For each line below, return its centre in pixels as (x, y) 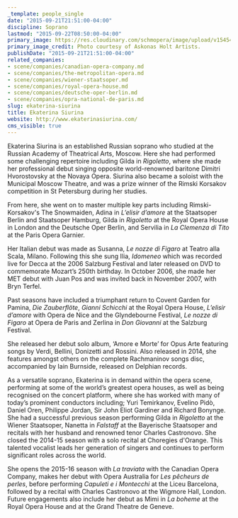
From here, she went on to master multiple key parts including (97, 205)
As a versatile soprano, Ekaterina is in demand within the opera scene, (110, 380)
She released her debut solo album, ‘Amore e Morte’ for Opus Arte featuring (118, 343)
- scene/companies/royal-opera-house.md (68, 86)
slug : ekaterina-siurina (44, 106)
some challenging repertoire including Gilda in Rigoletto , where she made (114, 161)
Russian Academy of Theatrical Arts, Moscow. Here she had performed (112, 154)
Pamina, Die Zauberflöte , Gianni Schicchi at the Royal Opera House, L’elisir (116, 307)
